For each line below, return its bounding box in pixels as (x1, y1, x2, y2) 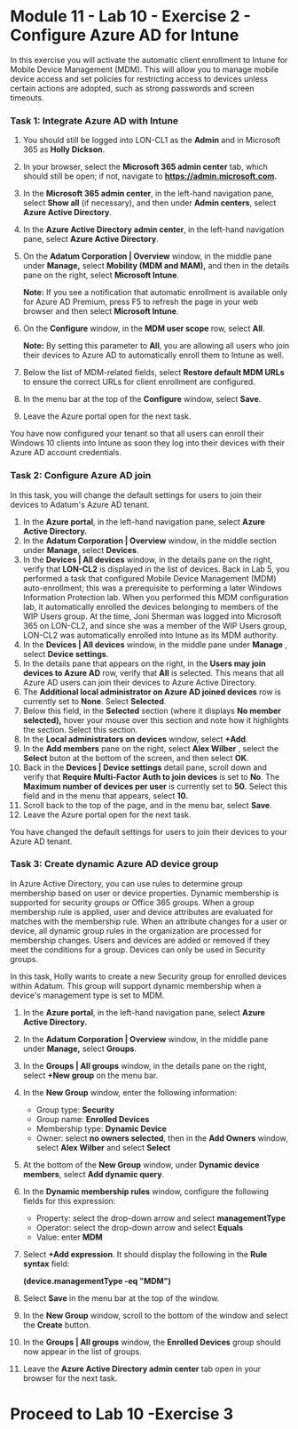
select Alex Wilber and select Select (35, 1142, 171, 1152)
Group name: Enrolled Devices (35, 1113, 150, 1124)
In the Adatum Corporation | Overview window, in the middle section (22, 535, 278, 546)
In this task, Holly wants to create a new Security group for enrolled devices (10, 971, 287, 982)
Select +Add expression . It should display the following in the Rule (22, 1248, 268, 1259)
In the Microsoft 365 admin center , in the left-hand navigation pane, (22, 189, 274, 199)
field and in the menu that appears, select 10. (22, 790, 189, 801)
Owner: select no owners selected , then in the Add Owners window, (35, 1132, 288, 1144)
